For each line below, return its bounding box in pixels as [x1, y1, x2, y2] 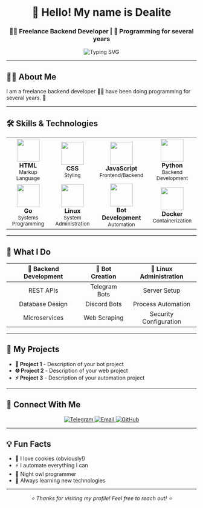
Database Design [19, 299, 68, 308]
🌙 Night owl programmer [14, 470, 77, 478]
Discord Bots [85, 299, 122, 308]
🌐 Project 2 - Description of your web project [14, 367, 128, 374]
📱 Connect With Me [6, 399, 81, 410]
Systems [18, 215, 39, 221]
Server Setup [143, 286, 181, 295]
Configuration [141, 317, 181, 326]
